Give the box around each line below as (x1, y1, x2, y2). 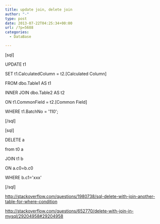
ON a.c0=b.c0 (5, 165, 33, 171)
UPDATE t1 (5, 61, 27, 67)
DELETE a (5, 137, 25, 143)
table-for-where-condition (5, 198, 58, 205)
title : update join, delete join (5, 7, 73, 12)
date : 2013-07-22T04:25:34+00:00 (5, 20, 73, 26)
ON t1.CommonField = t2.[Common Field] (5, 99, 87, 105)
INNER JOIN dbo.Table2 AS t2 (5, 90, 65, 95)
